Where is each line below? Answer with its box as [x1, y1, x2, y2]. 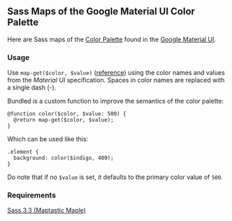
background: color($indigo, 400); [13, 155, 114, 162]
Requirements [7, 190, 57, 200]
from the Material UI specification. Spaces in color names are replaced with [7, 76, 225, 85]
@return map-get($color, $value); [13, 117, 114, 124]
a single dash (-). [7, 83, 57, 92]
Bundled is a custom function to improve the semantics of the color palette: [7, 97, 224, 106]
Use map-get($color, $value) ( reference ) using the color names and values [7, 69, 225, 77]
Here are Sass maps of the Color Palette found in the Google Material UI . [7, 35, 217, 43]
